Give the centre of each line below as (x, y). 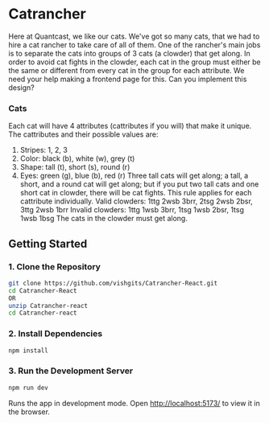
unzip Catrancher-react (48, 306)
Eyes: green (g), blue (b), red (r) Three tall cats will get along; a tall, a (134, 176)
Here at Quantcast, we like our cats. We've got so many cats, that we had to (134, 36)
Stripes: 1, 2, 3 (44, 150)
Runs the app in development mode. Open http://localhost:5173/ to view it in (134, 403)
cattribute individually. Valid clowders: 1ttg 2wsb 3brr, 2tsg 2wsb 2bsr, (137, 201)
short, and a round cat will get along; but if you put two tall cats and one (139, 184)
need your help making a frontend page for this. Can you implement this (128, 79)
